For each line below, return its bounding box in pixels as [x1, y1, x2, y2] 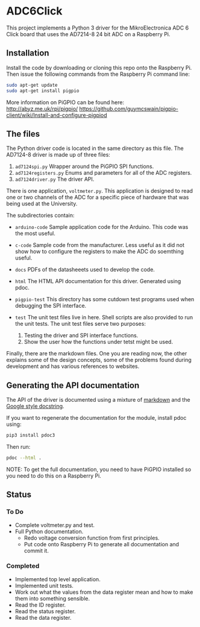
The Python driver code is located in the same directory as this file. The [6, 145, 184, 152]
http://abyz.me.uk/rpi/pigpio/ [6, 105, 78, 112]
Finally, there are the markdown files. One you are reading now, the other [6, 350, 187, 357]
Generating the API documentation [6, 380, 140, 390]
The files [6, 128, 40, 139]
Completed [6, 562, 40, 570]
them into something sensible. [14, 594, 90, 602]
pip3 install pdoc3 [6, 432, 55, 438]
